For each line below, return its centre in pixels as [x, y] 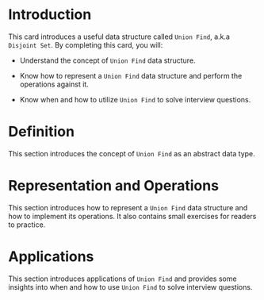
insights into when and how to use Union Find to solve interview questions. [130, 287]
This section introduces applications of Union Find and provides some [122, 279]
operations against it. [54, 84]
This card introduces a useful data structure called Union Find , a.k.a [119, 37]
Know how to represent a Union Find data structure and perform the [131, 75]
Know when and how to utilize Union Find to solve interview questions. [135, 99]
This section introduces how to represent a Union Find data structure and [128, 207]
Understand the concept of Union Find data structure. [107, 60]
